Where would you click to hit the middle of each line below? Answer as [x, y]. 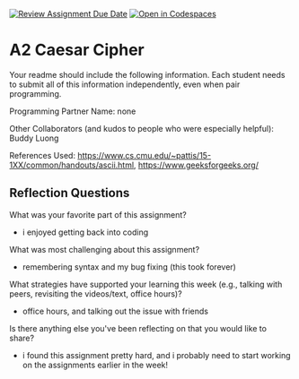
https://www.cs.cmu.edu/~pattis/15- [145, 155]
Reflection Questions [70, 193]
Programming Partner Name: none [73, 111]
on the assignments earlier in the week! [95, 365]
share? [22, 338]
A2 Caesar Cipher [77, 50]
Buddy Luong [34, 138]
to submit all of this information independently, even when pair [125, 84]
